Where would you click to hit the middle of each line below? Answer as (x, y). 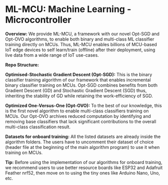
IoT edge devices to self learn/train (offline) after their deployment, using (80, 50)
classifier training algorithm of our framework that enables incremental (78, 80)
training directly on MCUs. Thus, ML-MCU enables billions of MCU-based (81, 44)
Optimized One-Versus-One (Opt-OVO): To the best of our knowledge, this (83, 105)
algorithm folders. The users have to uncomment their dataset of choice (79, 142)
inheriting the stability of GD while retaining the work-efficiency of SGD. (79, 96)
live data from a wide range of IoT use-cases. (52, 55)
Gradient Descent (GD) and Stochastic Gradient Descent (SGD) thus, (76, 90)
